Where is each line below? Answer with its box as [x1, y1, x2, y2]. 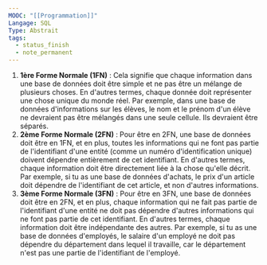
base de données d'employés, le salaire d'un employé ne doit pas [19, 232, 236, 240]
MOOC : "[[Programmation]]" [8, 11, 98, 20]
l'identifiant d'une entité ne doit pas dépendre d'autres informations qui [19, 206, 254, 215]
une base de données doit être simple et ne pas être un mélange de [19, 79, 242, 88]
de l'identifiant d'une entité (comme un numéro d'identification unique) [19, 146, 253, 156]
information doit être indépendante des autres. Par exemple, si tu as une [19, 223, 257, 232]
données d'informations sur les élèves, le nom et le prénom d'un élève [19, 104, 251, 114]
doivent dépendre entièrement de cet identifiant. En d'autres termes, [19, 155, 245, 164]
